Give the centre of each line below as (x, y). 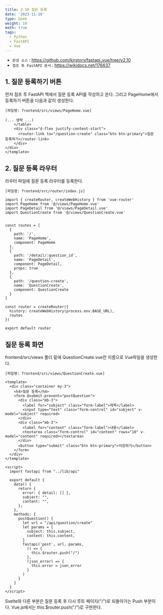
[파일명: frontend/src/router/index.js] (45, 191)
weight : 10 (16, 23)
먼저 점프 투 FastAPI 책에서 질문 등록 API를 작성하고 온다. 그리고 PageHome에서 (82, 95)
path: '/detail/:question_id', (46, 256)
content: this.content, (51, 536)
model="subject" (21, 414)
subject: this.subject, (51, 532)
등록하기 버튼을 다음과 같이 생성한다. (40, 100)
